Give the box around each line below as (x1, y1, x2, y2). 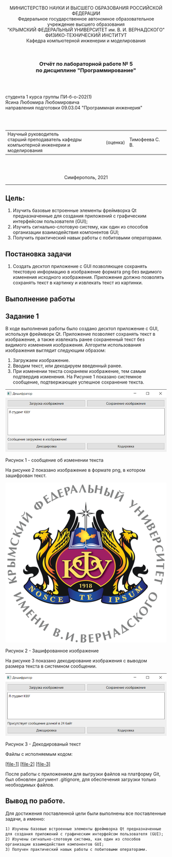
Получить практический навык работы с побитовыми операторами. (12, 235, 162, 241)
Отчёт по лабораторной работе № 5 (39, 60, 133, 67)
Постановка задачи (5, 250, 72, 258)
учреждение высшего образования (47, 21, 125, 27)
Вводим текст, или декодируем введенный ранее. (12, 363, 123, 369)
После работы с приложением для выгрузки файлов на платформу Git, (5, 771, 161, 777)
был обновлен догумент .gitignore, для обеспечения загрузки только (5, 776, 157, 783)
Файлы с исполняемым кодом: (5, 751, 73, 757)
